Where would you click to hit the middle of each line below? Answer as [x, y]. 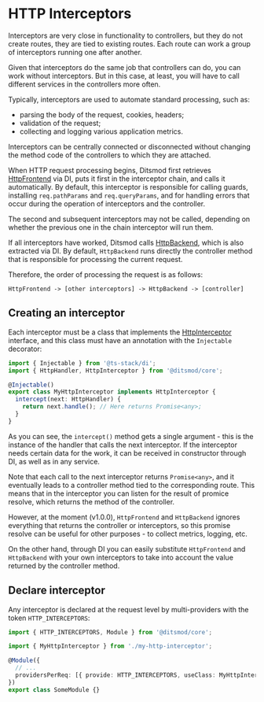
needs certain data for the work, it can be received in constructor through [127, 453]
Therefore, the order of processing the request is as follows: [105, 274]
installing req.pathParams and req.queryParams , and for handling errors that [129, 195]
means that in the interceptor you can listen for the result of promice [119, 493]
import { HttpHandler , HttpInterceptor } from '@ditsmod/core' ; [115, 371]
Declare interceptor [57, 591]
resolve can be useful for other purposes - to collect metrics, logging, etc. [128, 534]
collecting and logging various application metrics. [101, 131]
